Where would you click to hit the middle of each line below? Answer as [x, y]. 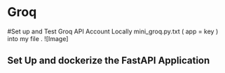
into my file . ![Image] [38, 38]
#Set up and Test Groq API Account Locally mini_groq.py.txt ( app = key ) [113, 31]
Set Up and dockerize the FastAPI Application [109, 61]
